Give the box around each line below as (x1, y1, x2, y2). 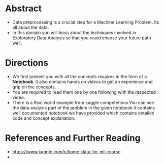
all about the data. (12, 24, 49, 30)
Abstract (5, 3, 42, 14)
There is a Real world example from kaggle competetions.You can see (12, 99, 154, 106)
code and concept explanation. (12, 115, 75, 121)
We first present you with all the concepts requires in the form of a (12, 73, 147, 79)
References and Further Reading (5, 133, 141, 144)
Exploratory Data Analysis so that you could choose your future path (12, 35, 151, 41)
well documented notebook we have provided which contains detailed (12, 110, 155, 116)
